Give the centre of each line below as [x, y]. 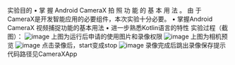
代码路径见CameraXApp [42, 54]
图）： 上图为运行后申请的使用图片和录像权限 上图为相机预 [117, 36]
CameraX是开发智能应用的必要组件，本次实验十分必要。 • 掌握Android [110, 19]
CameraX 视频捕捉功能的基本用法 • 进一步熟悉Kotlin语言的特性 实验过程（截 [117, 28]
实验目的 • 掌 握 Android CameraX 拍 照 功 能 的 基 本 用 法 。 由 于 [104, 10]
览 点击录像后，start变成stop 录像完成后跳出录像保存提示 [117, 45]
